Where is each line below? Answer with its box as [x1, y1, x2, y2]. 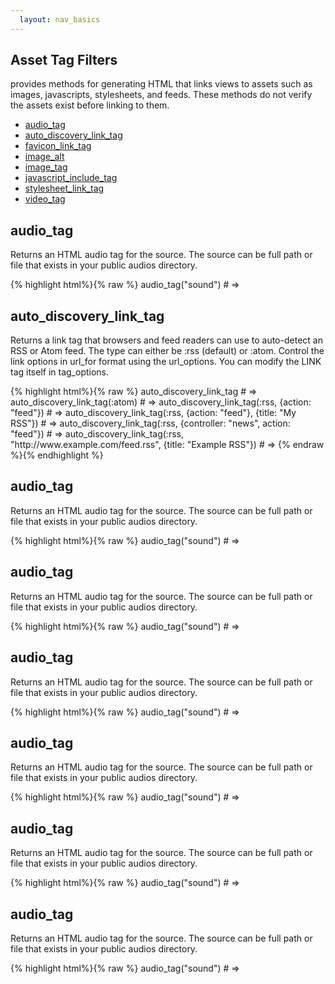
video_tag [24, 193, 66, 205]
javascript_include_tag [24, 172, 118, 184]
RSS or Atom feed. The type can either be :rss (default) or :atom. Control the [10, 345, 325, 357]
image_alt [24, 151, 65, 163]
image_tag [24, 161, 68, 173]
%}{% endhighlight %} [10, 449, 104, 461]
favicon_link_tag [24, 140, 92, 152]
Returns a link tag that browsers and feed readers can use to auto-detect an [10, 334, 323, 346]
